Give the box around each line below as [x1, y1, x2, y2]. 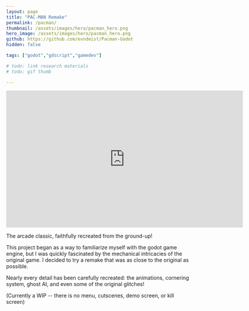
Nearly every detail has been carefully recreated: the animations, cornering [6, 274, 189, 281]
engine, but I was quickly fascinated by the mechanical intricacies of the [6, 250, 182, 257]
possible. [6, 262, 28, 270]
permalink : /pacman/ [6, 20, 57, 25]
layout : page [6, 8, 38, 15]
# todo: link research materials [6, 63, 89, 69]
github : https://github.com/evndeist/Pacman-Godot [6, 36, 134, 42]
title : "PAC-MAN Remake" [6, 14, 67, 20]
